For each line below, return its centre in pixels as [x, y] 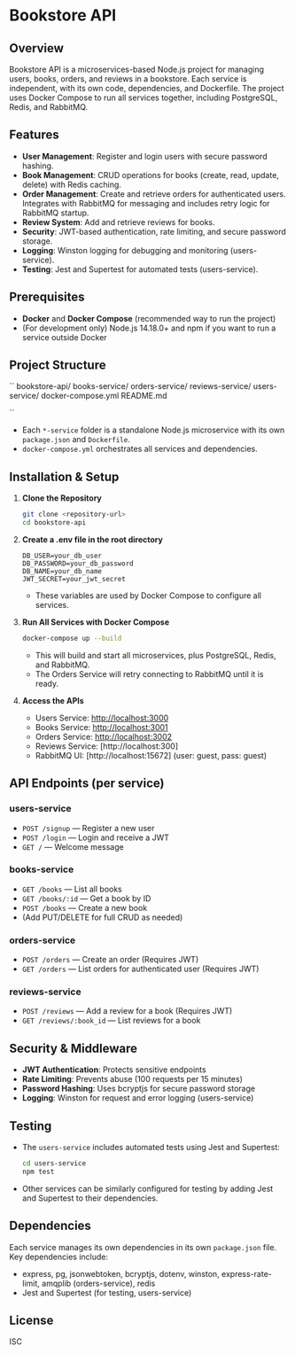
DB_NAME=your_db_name [62, 572]
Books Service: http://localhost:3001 [101, 727]
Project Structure [58, 366]
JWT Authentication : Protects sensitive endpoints [114, 1070]
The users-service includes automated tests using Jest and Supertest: [151, 1148]
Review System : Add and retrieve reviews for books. [118, 222]
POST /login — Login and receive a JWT [96, 837]
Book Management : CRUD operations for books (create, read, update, [150, 175]
